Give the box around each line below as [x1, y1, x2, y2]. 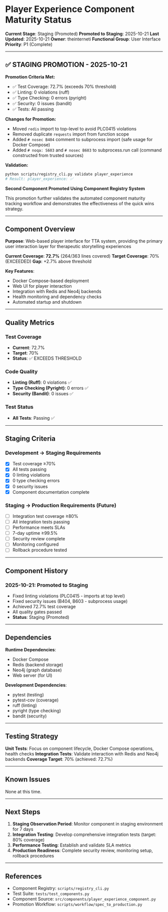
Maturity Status [5, 14, 71, 26]
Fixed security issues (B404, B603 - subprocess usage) [12, 598, 128, 604]
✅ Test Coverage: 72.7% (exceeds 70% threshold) [12, 84, 116, 90]
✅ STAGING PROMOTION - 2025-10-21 [5, 61, 127, 69]
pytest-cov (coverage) [12, 697, 59, 703]
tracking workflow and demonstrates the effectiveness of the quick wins [5, 200, 154, 206]
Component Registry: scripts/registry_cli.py [12, 885, 109, 891]
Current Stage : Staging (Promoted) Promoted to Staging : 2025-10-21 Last [5, 31, 159, 37]
